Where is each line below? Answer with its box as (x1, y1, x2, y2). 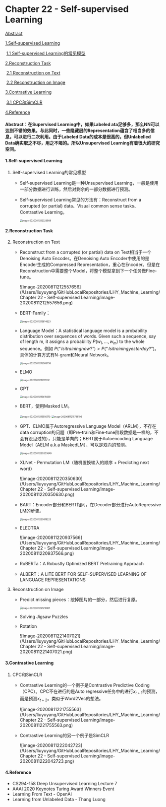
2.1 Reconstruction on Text (6, 69, 60, 75)
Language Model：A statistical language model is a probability (19, 328, 148, 334)
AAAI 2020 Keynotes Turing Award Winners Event (12, 786, 114, 792)
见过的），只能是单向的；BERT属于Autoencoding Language (33, 435, 153, 441)
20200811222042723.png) (19, 758, 74, 764)
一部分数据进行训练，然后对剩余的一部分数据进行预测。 (19, 186, 133, 192)
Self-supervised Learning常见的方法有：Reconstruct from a (19, 197, 141, 202)
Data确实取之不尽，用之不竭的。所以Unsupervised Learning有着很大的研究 (5, 140, 160, 146)
